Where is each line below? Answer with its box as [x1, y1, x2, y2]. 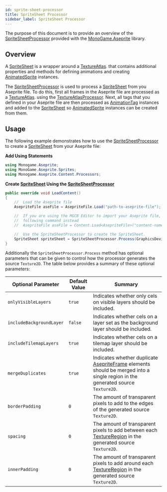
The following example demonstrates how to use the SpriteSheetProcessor [5, 138, 159, 144]
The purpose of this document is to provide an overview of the [5, 30, 133, 36]
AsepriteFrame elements [92, 361, 151, 368]
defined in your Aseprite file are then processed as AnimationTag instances [5, 99, 159, 105]
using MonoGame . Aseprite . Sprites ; [5, 167, 77, 172]
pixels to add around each [92, 460, 154, 467]
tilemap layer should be [92, 340, 148, 347]
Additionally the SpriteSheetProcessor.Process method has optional [5, 250, 144, 256]
